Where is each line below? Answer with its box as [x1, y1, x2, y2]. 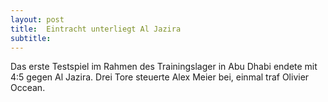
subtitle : [10, 33, 52, 43]
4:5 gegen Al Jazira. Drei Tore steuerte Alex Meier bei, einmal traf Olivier [10, 71, 310, 83]
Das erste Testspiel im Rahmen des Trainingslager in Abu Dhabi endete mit [10, 61, 318, 73]
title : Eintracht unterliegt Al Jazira [10, 24, 182, 34]
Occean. [10, 82, 46, 94]
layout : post [10, 14, 65, 25]
